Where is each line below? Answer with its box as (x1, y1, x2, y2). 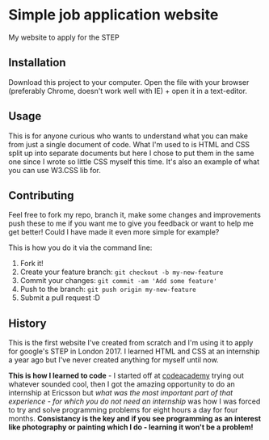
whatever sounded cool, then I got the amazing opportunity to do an (8, 379, 236, 389)
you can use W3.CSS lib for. (8, 165, 101, 175)
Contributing (8, 188, 74, 202)
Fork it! (19, 259, 44, 269)
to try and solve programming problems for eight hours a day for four (8, 405, 238, 415)
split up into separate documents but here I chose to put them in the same (8, 148, 254, 158)
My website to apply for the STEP (8, 32, 120, 42)
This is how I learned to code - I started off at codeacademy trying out (8, 370, 244, 381)
